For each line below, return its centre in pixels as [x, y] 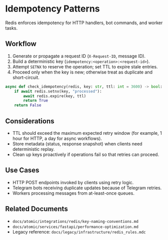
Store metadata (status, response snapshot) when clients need [77, 143]
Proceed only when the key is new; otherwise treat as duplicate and [82, 72]
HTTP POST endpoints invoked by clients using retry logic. [73, 182]
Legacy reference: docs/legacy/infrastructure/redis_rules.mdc [79, 231]
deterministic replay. [34, 149]
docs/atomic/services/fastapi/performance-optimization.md [75, 227]
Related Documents [37, 209]
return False [28, 105]
